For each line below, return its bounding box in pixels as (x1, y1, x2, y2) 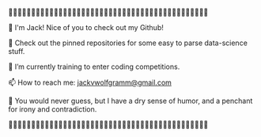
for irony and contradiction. (8, 105, 97, 114)
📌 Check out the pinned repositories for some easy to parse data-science (8, 38, 248, 48)
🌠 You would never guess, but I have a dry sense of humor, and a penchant (8, 96, 253, 105)
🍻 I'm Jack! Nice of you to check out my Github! (8, 23, 164, 32)
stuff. (8, 47, 25, 55)
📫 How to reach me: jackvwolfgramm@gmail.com (8, 78, 172, 87)
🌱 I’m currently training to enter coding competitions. (8, 62, 180, 71)
